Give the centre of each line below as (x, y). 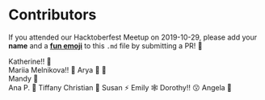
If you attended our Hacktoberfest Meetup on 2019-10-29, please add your (132, 37)
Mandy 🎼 (23, 78)
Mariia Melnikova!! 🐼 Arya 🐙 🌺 (57, 69)
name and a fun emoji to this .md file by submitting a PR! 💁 (105, 45)
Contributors (53, 15)
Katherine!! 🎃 (30, 61)
